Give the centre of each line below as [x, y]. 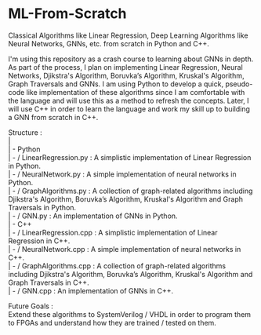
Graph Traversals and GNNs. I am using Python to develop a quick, [116, 84]
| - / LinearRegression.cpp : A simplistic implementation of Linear [113, 232]
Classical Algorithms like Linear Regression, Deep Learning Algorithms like [128, 35]
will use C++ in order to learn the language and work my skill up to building [129, 109]
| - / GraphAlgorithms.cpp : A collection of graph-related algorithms [117, 266]
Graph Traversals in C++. [49, 282]
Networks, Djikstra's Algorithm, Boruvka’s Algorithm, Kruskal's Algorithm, [126, 75]
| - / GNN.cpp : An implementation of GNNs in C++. [91, 290]
